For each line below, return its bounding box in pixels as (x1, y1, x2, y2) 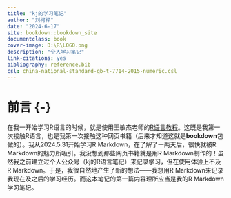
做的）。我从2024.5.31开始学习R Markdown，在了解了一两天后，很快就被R (7, 140, 217, 148)
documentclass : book (7, 36, 67, 43)
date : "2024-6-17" (7, 23, 60, 30)
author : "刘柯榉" (7, 16, 54, 23)
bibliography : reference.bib (7, 61, 91, 68)
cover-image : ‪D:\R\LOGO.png (7, 42, 88, 49)
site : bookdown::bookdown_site (7, 29, 97, 36)
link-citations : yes (7, 55, 67, 62)
